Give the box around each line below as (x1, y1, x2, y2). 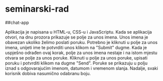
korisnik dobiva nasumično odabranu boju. (5, 70, 91, 76)
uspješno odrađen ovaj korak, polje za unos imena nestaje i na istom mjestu (5, 50, 158, 56)
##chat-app (5, 20, 29, 25)
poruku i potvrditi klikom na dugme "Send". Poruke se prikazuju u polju (5, 60, 148, 66)
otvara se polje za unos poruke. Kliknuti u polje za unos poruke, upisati (5, 55, 148, 61)
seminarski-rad (5, 3, 70, 15)
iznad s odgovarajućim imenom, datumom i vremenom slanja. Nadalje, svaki (5, 65, 158, 71)
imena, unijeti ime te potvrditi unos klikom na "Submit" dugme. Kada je (5, 44, 147, 50)
